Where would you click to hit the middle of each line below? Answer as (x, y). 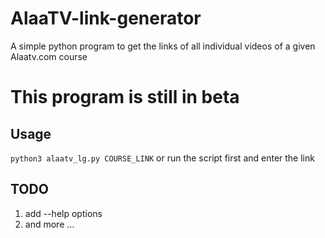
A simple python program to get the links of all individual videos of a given (163, 46)
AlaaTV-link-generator (106, 18)
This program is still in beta (125, 97)
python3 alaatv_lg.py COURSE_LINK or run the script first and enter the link (162, 158)
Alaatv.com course (49, 56)
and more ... (49, 224)
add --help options (63, 213)
